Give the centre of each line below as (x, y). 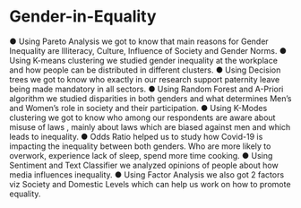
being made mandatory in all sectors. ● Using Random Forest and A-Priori (146, 89)
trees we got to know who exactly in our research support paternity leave (145, 79)
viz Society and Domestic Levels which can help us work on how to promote (150, 184)
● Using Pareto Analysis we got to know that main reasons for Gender (139, 41)
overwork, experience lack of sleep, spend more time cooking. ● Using (141, 155)
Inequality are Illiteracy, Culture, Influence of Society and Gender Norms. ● (148, 50)
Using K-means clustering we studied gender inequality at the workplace (143, 60)
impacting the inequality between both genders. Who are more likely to (140, 146)
